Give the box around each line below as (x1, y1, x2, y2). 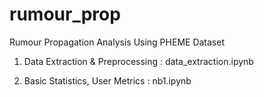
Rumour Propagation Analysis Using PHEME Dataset (9, 36, 225, 48)
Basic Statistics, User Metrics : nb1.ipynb (23, 74, 192, 87)
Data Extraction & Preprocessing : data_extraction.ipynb (23, 55, 254, 67)
